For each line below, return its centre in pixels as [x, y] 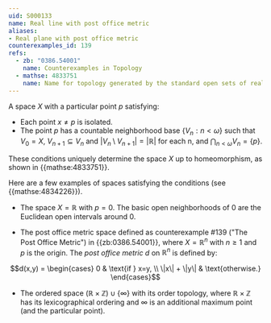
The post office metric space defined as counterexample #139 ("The [134, 232]
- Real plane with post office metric [73, 38]
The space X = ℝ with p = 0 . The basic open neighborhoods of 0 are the [141, 208]
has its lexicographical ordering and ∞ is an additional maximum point [136, 302]
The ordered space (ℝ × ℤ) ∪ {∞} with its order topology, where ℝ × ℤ [135, 293]
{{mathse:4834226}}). [46, 192]
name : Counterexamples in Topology [83, 68]
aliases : [23, 31]
